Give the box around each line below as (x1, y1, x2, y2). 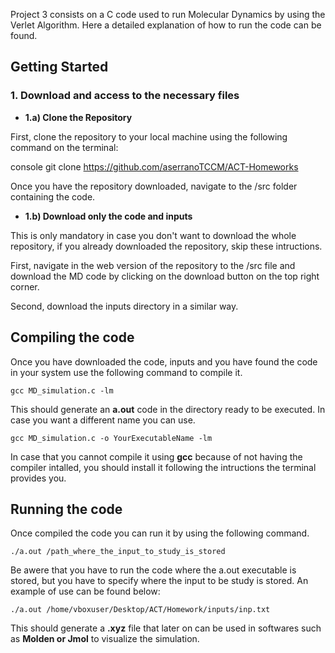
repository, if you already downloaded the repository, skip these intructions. (10, 240, 323, 252)
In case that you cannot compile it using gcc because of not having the (10, 450, 303, 463)
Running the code (10, 500, 123, 518)
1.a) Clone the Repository (24, 111, 133, 123)
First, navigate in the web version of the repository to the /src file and (10, 259, 296, 271)
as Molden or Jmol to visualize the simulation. (10, 633, 200, 645)
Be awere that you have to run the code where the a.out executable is (10, 564, 297, 576)
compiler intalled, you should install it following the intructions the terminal (10, 461, 317, 473)
